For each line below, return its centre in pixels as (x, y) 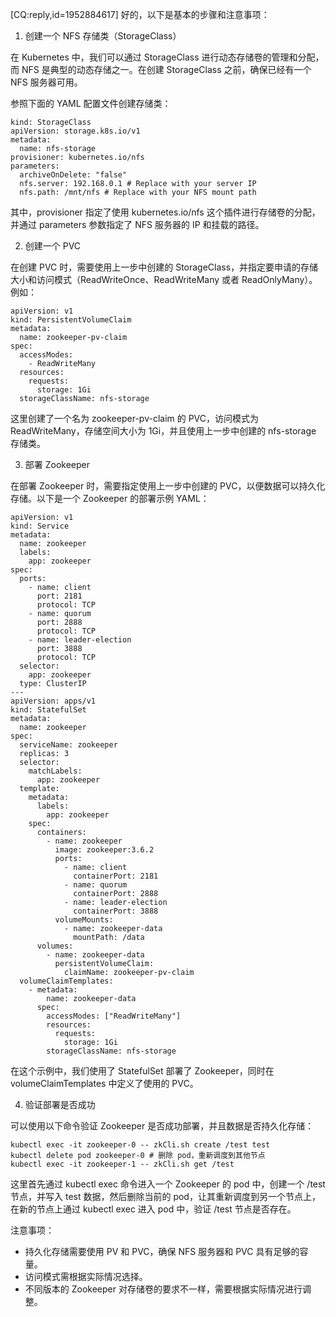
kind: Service (40, 526)
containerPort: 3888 (116, 911)
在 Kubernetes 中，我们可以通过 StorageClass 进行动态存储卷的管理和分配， (167, 57)
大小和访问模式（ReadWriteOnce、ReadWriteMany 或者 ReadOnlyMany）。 (164, 279)
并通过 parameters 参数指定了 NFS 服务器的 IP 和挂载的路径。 (137, 224)
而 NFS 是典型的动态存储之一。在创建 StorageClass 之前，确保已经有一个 (161, 69)
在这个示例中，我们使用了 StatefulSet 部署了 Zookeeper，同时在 (142, 1071)
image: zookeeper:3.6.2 (104, 850)
